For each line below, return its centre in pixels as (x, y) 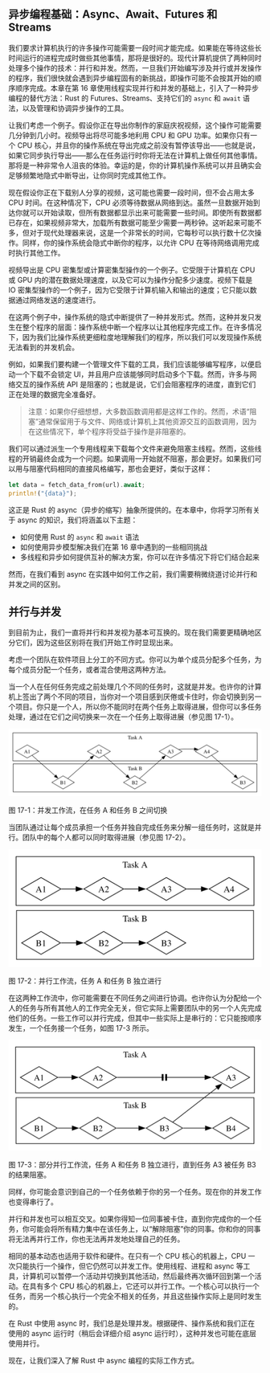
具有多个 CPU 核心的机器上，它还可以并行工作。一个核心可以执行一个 (144, 1286)
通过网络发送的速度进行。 (57, 300)
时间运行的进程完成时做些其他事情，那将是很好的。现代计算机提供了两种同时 (135, 58)
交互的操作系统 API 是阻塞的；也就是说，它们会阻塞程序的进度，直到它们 (135, 384)
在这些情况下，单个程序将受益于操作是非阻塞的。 (109, 431)
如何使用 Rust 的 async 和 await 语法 (80, 537)
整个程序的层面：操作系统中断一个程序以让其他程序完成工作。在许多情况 (142, 327)
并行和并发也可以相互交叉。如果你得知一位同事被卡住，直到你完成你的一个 (131, 1219)
